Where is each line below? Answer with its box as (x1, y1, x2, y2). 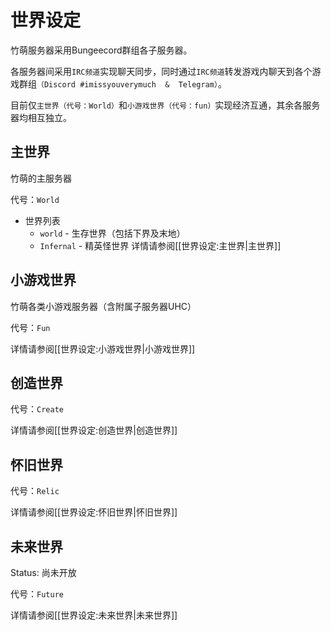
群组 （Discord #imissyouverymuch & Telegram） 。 (18, 77, 227, 90)
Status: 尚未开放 (10, 567, 77, 578)
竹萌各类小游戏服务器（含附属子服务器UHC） (10, 300, 197, 312)
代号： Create (10, 403, 64, 415)
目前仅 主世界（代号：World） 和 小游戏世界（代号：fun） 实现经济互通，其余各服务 (10, 99, 321, 111)
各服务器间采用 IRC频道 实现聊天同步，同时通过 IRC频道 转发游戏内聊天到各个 (10, 65, 313, 77)
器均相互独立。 (10, 111, 72, 123)
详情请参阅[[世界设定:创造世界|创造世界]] (10, 424, 178, 436)
